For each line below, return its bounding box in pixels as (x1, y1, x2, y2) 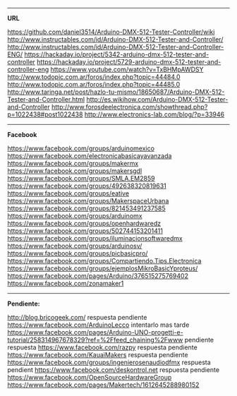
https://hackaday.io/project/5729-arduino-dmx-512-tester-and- (36, 58, 221, 66)
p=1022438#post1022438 (7, 110, 83, 119)
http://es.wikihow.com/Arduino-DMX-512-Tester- (86, 95, 229, 103)
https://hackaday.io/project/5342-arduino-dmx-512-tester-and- (24, 50, 209, 59)
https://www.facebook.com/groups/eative (7, 189, 129, 198)
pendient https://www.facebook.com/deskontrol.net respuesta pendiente (7, 366, 220, 374)
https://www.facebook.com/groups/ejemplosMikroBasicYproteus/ (7, 264, 198, 272)
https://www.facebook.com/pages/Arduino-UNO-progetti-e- (7, 328, 183, 336)
